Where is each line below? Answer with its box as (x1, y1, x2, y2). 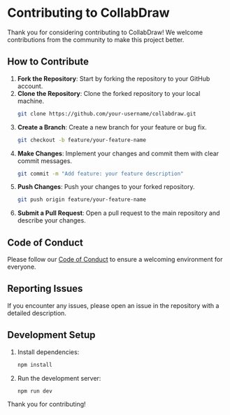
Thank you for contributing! (7, 400, 86, 409)
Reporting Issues (7, 283, 83, 295)
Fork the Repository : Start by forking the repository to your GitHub (17, 74, 210, 83)
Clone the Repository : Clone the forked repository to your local (17, 89, 201, 97)
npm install (17, 361, 52, 368)
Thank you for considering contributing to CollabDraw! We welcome (7, 28, 203, 36)
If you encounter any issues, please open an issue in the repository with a (7, 301, 220, 309)
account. (17, 82, 43, 90)
